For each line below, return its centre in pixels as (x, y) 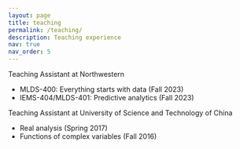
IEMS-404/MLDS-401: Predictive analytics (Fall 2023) (107, 98)
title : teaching (35, 23)
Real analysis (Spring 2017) (63, 128)
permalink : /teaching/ (45, 30)
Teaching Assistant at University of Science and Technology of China (120, 113)
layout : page (30, 15)
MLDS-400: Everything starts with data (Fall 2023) (102, 89)
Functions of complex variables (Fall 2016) (88, 136)
